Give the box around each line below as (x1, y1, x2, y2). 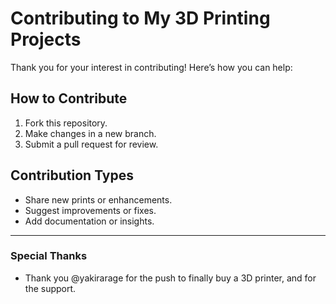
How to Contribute (10, 90, 128, 107)
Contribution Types (10, 167, 134, 184)
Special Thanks (10, 249, 88, 263)
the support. (24, 282, 77, 294)
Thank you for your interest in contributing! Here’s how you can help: (10, 61, 293, 73)
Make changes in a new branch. (24, 127, 157, 139)
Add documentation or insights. (24, 215, 155, 227)
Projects (10, 28, 82, 51)
